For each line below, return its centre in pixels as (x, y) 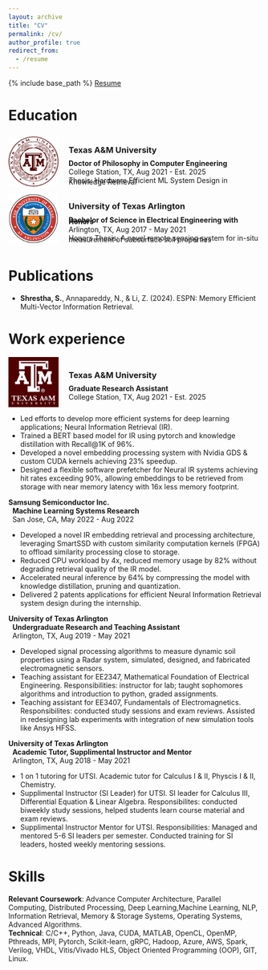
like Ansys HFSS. (48, 728)
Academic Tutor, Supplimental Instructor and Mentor (102, 752)
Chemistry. (38, 784)
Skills (27, 877)
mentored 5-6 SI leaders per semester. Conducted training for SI (126, 835)
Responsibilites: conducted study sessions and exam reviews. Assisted (137, 711)
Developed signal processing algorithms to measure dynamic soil (128, 651)
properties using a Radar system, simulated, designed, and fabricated (135, 660)
